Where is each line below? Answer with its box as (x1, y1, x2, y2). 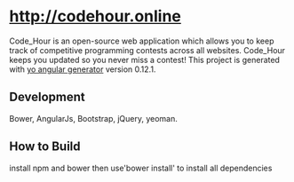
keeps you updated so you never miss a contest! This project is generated (9, 54, 280, 65)
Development (9, 90, 86, 105)
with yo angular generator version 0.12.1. (9, 64, 156, 75)
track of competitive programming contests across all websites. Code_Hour (9, 44, 286, 55)
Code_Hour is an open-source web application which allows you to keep (9, 36, 274, 46)
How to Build (9, 139, 82, 154)
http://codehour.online (9, 6, 182, 27)
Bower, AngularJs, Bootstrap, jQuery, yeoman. (9, 113, 178, 123)
